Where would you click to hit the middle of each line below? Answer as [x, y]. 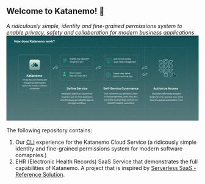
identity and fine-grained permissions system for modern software [99, 148]
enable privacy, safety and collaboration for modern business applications [100, 32]
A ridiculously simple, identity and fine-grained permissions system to [94, 26]
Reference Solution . [40, 174]
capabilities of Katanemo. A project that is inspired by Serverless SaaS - [106, 168]
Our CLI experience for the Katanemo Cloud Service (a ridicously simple [106, 142]
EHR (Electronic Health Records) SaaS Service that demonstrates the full [106, 161]
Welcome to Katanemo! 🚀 [56, 11]
